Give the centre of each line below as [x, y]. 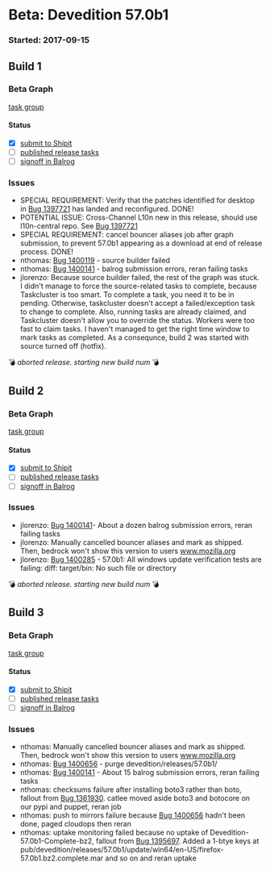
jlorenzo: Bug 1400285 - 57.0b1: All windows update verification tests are [141, 559]
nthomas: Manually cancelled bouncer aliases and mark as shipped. [133, 747]
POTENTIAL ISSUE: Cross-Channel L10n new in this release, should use [139, 218]
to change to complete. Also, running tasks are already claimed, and [133, 312]
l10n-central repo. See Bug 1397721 [79, 226]
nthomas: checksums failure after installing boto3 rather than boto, [131, 789]
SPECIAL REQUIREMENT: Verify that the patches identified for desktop [137, 200]
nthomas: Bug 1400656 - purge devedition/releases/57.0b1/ [118, 764]
